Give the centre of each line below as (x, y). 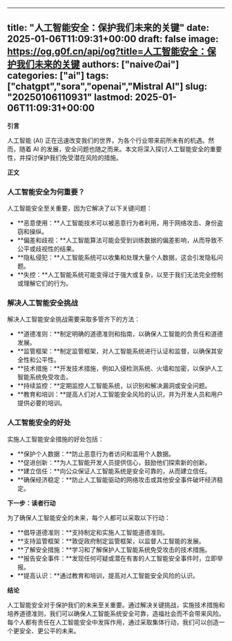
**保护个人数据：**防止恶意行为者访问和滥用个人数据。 (96, 454)
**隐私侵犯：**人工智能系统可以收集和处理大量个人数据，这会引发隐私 (117, 258)
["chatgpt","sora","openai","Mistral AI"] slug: (107, 87)
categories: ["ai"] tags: (58, 76)
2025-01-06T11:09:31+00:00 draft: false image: (113, 39)
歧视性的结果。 (57, 249)
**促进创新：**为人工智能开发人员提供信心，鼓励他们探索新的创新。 (114, 462)
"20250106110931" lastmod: (70, 97)
